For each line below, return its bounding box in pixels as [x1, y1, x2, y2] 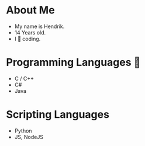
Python [14, 127, 32, 134]
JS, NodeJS [14, 133, 44, 140]
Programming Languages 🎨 [6, 56, 141, 69]
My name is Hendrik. [14, 23, 65, 30]
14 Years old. [14, 29, 46, 36]
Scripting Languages [6, 108, 110, 121]
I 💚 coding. [14, 35, 41, 42]
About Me [6, 4, 55, 17]
